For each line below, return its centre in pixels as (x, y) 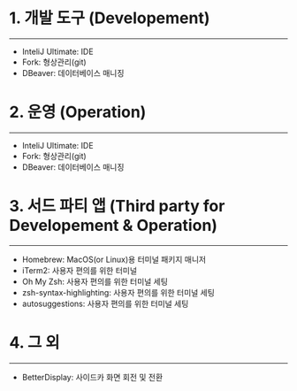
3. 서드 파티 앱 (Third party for (117, 207)
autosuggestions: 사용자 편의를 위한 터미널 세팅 (105, 303)
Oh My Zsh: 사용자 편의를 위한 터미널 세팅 (95, 281)
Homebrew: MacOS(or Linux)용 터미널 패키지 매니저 (114, 259)
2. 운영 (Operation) (78, 112)
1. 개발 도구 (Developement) (110, 18)
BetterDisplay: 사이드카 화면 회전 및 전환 (92, 377)
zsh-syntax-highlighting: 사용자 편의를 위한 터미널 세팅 (118, 292)
